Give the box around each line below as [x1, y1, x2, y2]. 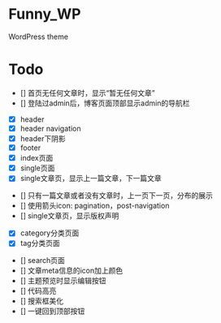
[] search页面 [19, 256, 65, 265]
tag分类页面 [19, 239, 60, 248]
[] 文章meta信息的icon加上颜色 [19, 265, 123, 276]
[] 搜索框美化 [19, 296, 63, 306]
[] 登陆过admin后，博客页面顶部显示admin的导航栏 [19, 98, 190, 108]
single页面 [19, 163, 55, 173]
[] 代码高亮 [19, 286, 57, 296]
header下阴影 [19, 134, 67, 143]
